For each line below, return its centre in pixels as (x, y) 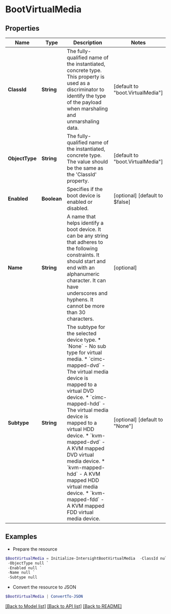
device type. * (84, 340)
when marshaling (87, 109)
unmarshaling (83, 121)
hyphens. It (80, 300)
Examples (21, 537)
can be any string (88, 236)
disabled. (78, 208)
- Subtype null (22, 577)
